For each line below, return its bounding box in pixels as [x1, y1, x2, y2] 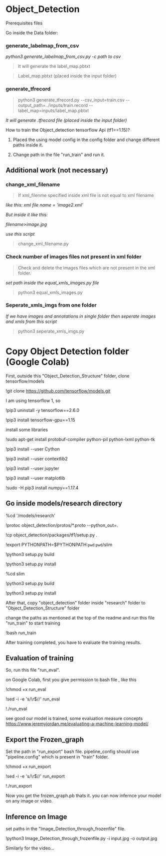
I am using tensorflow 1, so [5, 397, 61, 403]
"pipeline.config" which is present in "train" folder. [5, 754, 109, 760]
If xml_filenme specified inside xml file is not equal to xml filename [17, 192, 154, 198]
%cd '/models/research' [5, 512, 55, 518]
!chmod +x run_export [5, 763, 51, 769]
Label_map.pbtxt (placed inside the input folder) [17, 73, 117, 79]
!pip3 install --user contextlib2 [5, 455, 68, 461]
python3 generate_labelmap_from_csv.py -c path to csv [5, 53, 121, 59]
